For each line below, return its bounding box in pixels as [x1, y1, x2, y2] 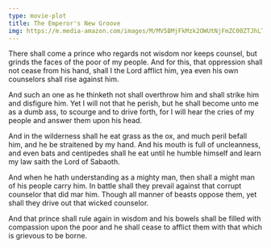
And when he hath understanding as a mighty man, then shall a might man [8, 172, 256, 182]
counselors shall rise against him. [8, 74, 119, 85]
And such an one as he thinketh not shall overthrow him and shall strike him [8, 90, 260, 100]
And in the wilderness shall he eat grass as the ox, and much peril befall [8, 131, 248, 141]
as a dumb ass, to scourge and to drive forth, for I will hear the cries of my [8, 107, 255, 117]
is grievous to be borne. [8, 231, 87, 241]
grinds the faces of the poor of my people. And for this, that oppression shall [8, 57, 263, 67]
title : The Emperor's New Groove [8, 19, 121, 27]
